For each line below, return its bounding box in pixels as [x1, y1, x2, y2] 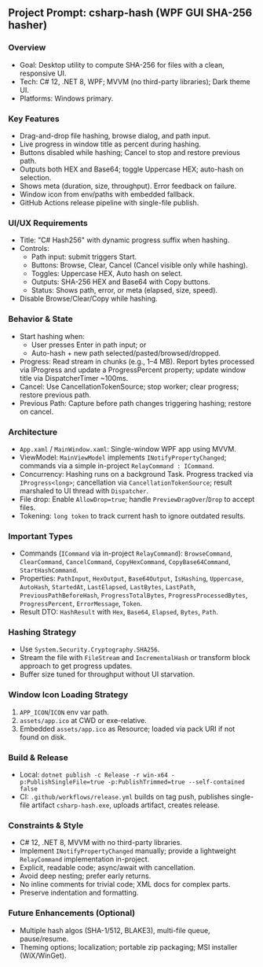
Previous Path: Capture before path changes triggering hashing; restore [19, 398, 252, 408]
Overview [8, 42, 46, 54]
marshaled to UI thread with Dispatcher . [19, 485, 149, 495]
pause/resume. [19, 934, 69, 943]
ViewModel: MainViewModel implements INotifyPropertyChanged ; [19, 452, 227, 462]
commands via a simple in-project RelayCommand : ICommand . [19, 460, 214, 471]
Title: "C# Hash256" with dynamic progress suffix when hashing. [19, 235, 230, 245]
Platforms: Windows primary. [19, 94, 114, 103]
